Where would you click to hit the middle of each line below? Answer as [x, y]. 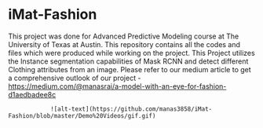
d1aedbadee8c [32, 94]
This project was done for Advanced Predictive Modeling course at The [124, 36]
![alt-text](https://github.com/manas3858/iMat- [131, 109]
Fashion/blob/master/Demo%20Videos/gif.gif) [82, 115]
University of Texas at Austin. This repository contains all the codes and [124, 44]
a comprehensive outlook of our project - [75, 78]
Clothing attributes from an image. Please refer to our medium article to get [130, 69]
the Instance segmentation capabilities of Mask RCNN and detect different [128, 61]
